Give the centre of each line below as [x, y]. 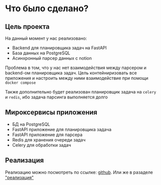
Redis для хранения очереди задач [49, 139]
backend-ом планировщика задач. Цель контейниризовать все [71, 73]
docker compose [21, 83]
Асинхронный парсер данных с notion [52, 58]
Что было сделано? [47, 9]
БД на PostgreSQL [31, 124]
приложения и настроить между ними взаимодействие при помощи [77, 78]
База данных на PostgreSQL [41, 53]
